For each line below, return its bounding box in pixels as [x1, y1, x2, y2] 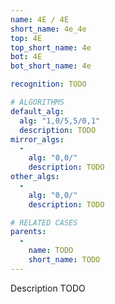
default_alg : [10, 106, 65, 116]
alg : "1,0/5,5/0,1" [19, 116, 101, 126]
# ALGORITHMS [10, 97, 65, 107]
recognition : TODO [10, 79, 87, 90]
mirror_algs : [10, 134, 65, 145]
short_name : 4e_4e [10, 24, 87, 34]
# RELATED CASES [10, 217, 78, 228]
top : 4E [10, 33, 43, 43]
